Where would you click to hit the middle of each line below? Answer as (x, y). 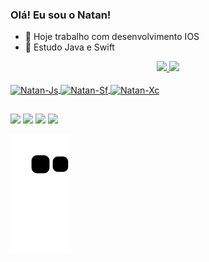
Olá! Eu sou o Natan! (61, 15)
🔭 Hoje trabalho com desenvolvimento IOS (112, 37)
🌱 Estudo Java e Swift (69, 47)
